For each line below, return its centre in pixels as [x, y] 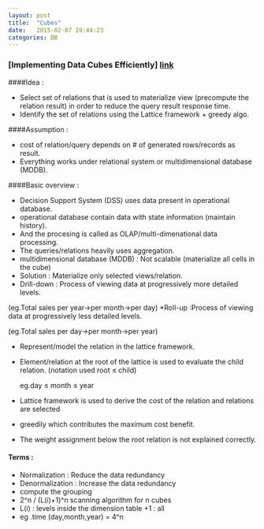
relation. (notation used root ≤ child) [78, 370]
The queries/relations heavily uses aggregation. [97, 250]
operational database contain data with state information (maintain [127, 216]
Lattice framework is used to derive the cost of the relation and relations [137, 400]
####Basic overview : [44, 185]
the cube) [35, 267]
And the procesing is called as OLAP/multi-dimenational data [119, 234]
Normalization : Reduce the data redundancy [92, 475]
